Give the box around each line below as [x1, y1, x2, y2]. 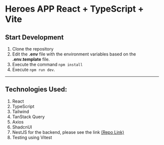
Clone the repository [12, 46, 54, 52]
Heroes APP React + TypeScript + [5, 3, 144, 15]
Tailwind [12, 109, 29, 114]
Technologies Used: [5, 85, 67, 93]
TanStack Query [12, 113, 45, 120]
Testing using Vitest [12, 134, 52, 140]
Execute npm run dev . [12, 67, 55, 72]
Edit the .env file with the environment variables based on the [12, 51, 136, 57]
